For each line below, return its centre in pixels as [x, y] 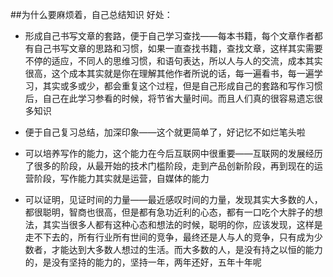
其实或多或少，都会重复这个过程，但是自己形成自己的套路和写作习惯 [182, 86]
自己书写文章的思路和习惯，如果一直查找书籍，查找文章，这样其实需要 [178, 48]
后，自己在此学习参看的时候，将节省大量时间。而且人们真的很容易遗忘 [169, 98]
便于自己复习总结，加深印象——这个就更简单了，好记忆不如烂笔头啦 [165, 132]
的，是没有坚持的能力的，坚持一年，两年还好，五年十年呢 [143, 262]
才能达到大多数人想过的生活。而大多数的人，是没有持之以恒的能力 [187, 249]
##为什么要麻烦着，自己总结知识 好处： [91, 14]
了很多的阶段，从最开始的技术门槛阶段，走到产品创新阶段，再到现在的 [169, 166]
